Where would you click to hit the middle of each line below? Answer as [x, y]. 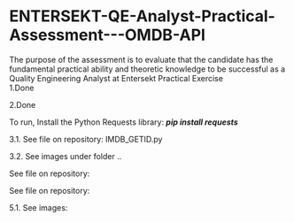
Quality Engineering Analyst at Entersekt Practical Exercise [116, 78]
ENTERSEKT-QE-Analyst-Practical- [143, 16]
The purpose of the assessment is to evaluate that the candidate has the [141, 59]
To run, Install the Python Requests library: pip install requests [124, 122]
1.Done [22, 88]
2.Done [23, 104]
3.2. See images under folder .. [66, 156]
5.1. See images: [39, 207]
